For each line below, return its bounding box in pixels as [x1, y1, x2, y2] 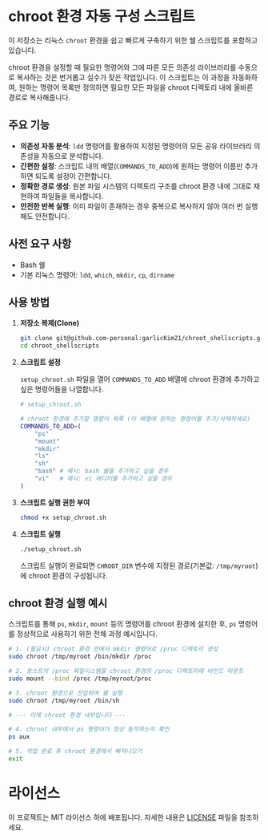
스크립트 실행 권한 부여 [19, 497, 90, 507]
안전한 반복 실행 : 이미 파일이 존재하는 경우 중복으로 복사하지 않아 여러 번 [19, 201, 244, 211]
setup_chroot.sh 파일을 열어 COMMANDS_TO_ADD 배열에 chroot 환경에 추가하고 [19, 375, 260, 384]
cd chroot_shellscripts [19, 342, 100, 350]
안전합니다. [34, 211, 70, 221]
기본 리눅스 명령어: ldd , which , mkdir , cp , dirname [19, 270, 175, 279]
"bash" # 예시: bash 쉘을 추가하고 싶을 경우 [34, 467, 169, 476]
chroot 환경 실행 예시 [8, 596, 108, 610]
